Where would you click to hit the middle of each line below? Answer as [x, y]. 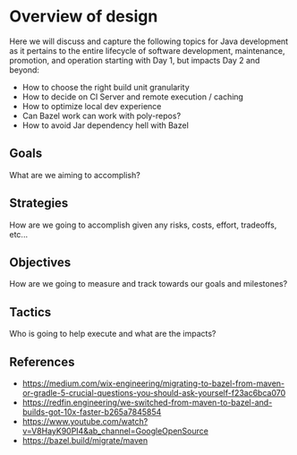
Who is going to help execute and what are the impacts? [113, 334]
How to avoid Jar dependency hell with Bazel [106, 125]
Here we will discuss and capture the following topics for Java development [149, 41]
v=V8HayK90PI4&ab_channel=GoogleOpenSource [115, 431]
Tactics [30, 312]
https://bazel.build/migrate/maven [85, 440]
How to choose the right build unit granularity [106, 87]
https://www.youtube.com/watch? [85, 421]
